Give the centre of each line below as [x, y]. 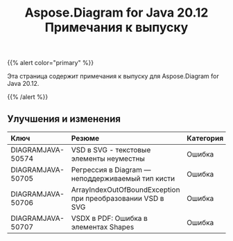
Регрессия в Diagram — [111, 170]
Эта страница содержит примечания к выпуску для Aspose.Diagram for [113, 76]
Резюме [85, 138]
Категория [205, 138]
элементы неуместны [108, 159]
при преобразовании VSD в [118, 198]
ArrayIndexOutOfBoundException [126, 190]
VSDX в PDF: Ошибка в [109, 218]
